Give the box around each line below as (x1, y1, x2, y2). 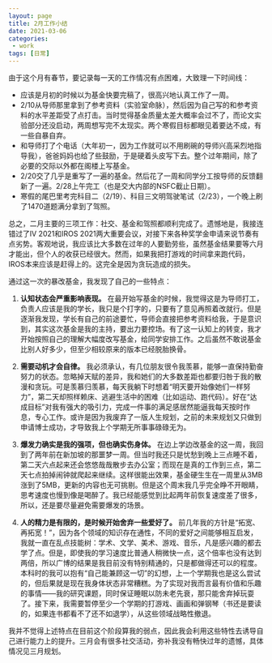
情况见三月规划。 (8, 646, 66, 656)
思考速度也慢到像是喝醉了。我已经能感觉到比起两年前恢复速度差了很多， (19, 490, 261, 499)
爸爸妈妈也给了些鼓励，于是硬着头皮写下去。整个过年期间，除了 (45, 151, 258, 160)
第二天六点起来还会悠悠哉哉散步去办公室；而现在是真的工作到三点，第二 (19, 460, 261, 469)
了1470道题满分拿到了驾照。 (19, 202, 115, 211)
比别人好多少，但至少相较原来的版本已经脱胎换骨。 (19, 344, 191, 353)
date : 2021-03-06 (8, 27, 67, 35)
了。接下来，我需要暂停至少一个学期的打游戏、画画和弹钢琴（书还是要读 (19, 599, 261, 608)
